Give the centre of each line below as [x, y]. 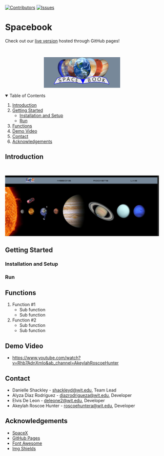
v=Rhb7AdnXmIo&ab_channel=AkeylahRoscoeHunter [65, 363]
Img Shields [24, 448]
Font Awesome [27, 443]
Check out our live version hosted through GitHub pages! [62, 41]
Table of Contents [27, 95]
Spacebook [29, 27]
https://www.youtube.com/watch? [46, 358]
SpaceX [20, 433]
